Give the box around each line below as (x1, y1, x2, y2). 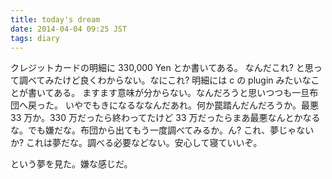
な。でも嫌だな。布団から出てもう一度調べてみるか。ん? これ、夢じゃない (10, 124, 315, 136)
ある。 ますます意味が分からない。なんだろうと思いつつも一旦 (53, 87, 310, 99)
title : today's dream (10, 14, 101, 25)
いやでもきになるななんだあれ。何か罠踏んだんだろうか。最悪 (64, 99, 319, 111)
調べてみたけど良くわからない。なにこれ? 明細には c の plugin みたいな (18, 74, 312, 86)
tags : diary (10, 33, 60, 43)
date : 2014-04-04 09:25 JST (10, 24, 128, 34)
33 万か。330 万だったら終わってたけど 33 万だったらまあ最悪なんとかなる (10, 112, 321, 124)
